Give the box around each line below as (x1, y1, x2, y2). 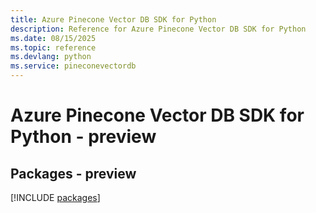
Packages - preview (10, 165, 137, 182)
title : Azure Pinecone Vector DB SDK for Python (10, 14, 217, 25)
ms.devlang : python (10, 52, 92, 62)
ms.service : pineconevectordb (10, 61, 137, 71)
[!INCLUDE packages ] (10, 192, 101, 203)
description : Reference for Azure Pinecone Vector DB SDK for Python (10, 24, 307, 34)
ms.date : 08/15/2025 (10, 33, 97, 43)
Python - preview (10, 126, 157, 148)
